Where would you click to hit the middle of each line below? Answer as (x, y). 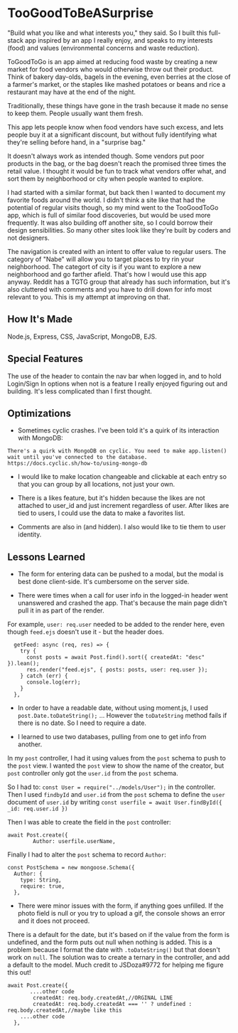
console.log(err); (53, 682)
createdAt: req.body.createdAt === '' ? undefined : (113, 1005)
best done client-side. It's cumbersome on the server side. (103, 582)
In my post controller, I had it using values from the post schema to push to (117, 758)
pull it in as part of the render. (61, 610)
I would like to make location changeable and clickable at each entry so (122, 477)
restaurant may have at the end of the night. (72, 92)
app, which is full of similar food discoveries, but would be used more (109, 215)
